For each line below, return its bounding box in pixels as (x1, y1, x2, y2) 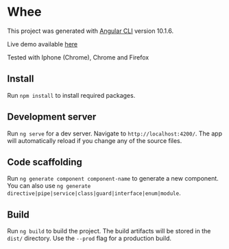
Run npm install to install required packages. (7, 91, 136, 99)
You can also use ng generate (7, 182, 91, 190)
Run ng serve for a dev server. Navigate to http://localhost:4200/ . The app (7, 129, 223, 137)
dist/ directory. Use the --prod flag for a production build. (7, 234, 171, 243)
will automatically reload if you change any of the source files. (7, 136, 182, 144)
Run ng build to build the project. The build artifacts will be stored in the (7, 227, 211, 235)
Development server (7, 111, 97, 123)
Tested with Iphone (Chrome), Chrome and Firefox (7, 53, 149, 62)
